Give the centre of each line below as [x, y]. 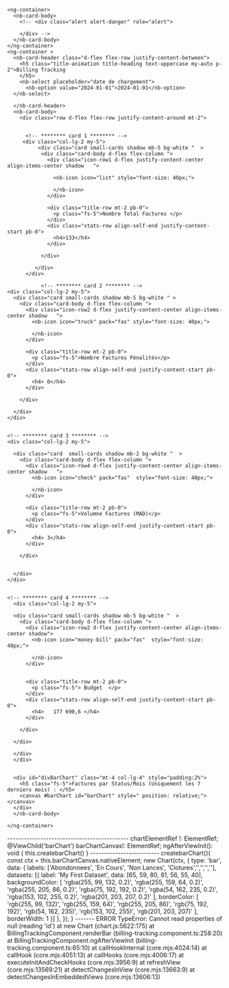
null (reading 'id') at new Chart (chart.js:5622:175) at [81, 926]
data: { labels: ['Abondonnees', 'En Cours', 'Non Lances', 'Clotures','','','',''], [112, 868]
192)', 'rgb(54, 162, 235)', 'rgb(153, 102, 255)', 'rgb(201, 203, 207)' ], [103, 911]
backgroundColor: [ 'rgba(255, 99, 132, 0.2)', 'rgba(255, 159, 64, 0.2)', [106, 882]
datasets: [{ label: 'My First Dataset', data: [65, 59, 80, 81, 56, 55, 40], [105, 875]
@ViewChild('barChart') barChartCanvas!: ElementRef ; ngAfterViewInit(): [110, 846]
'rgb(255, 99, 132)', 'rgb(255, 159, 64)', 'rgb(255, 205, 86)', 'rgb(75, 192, [108, 904]
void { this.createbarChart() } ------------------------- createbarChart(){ [109, 853]
